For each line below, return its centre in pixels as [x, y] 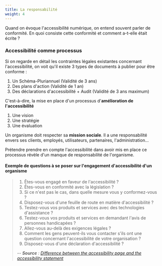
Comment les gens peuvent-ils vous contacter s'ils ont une [83, 233]
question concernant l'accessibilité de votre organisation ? [82, 239]
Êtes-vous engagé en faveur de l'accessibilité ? [71, 182]
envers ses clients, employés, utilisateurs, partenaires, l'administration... [77, 140]
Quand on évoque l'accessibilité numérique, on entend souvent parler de [78, 28]
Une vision [23, 115]
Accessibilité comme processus [44, 50]
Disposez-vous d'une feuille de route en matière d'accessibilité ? [89, 202]
